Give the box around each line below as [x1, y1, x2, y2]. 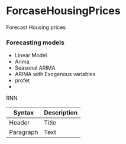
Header [9, 119, 30, 127]
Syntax [13, 109, 34, 117]
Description [44, 109, 78, 117]
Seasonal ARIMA [14, 64, 56, 71]
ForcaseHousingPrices [6, 4, 121, 18]
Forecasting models [6, 38, 65, 47]
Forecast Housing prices [6, 24, 66, 31]
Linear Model [14, 52, 47, 59]
